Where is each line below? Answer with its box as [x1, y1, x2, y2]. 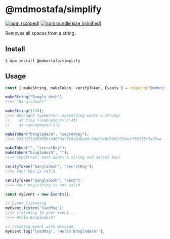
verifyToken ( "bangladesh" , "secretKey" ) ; [5, 164, 94, 169]
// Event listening [5, 201, 47, 206]
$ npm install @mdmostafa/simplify [5, 58, 80, 63]
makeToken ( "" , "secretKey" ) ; [5, 145, 67, 150]
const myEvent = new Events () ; [5, 191, 71, 197]
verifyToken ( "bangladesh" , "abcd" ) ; [5, 178, 82, 183]
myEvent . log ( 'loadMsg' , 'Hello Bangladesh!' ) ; [5, 229, 105, 234]
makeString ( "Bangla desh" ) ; [5, 95, 65, 100]
